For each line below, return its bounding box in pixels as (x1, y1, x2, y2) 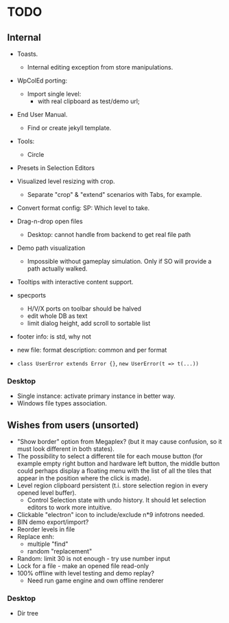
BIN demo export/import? (16, 518, 89, 527)
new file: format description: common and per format (16, 346, 167, 354)
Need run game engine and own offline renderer (27, 576, 164, 585)
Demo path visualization (16, 244, 86, 252)
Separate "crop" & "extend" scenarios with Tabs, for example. (27, 191, 202, 198)
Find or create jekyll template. (27, 124, 112, 131)
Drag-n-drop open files (16, 218, 84, 225)
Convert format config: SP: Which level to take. (16, 204, 150, 212)
